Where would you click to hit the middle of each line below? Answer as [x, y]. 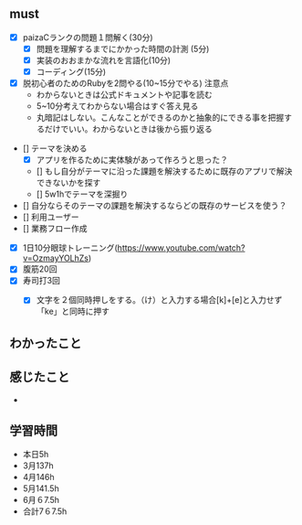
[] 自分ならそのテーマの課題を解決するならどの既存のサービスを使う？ [155, 206]
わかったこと [46, 343]
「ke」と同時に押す [73, 311]
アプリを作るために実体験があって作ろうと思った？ [132, 160]
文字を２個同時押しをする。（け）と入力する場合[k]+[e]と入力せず [159, 300]
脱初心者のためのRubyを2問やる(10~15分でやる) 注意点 [125, 83]
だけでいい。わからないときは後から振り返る [128, 129]
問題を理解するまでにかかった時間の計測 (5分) [123, 48]
